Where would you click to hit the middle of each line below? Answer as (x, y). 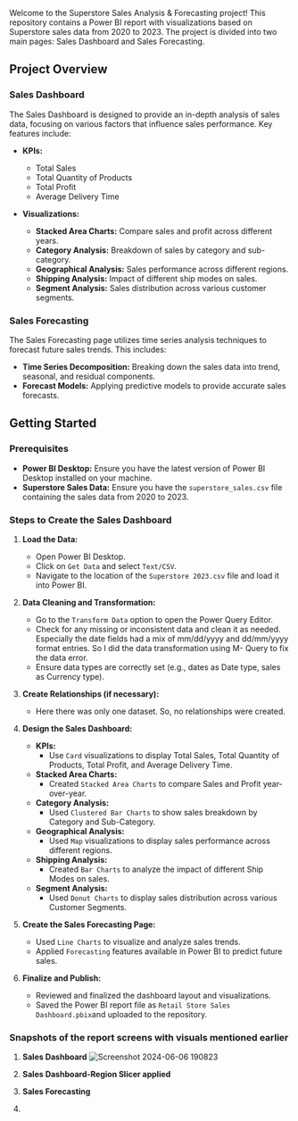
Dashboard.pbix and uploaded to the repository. (121, 1014)
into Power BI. (61, 585)
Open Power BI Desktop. (81, 556)
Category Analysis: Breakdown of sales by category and (141, 250)
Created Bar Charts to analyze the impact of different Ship (156, 869)
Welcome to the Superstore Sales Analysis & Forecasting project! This (137, 13)
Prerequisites (39, 448)
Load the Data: (50, 539)
